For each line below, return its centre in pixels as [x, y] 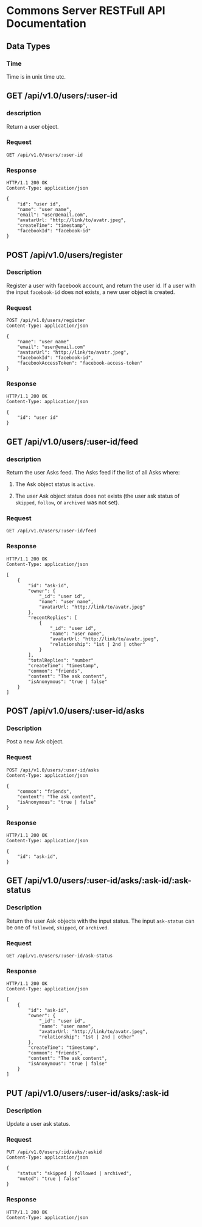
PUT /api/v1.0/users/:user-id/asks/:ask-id [88, 1093]
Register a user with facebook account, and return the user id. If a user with [101, 285]
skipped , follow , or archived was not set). [67, 503]
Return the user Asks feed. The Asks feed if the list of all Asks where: [93, 473]
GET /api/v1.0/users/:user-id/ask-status [60, 956]
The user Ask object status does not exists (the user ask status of [97, 496]
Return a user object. [33, 126]
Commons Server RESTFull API [86, 11]
